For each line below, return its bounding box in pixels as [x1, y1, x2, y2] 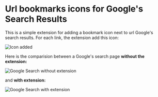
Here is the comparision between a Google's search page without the [5, 53, 145, 59]
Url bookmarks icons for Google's [5, 3, 143, 14]
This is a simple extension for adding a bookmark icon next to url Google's [5, 29, 154, 35]
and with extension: [5, 77, 46, 83]
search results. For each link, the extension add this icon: [5, 35, 119, 41]
